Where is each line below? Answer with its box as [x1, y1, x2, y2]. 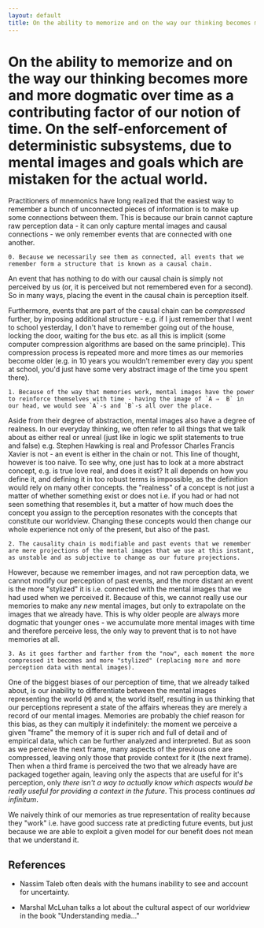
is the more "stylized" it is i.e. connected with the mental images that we [8, 584, 242, 594]
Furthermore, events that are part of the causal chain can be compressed [8, 306, 246, 315]
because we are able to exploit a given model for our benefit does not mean [8, 827, 254, 837]
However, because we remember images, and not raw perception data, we [8, 568, 250, 577]
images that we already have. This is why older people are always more [8, 609, 240, 619]
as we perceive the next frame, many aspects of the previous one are [8, 744, 233, 754]
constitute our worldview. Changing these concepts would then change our [8, 516, 252, 526]
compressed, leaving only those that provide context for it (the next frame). [8, 753, 251, 762]
